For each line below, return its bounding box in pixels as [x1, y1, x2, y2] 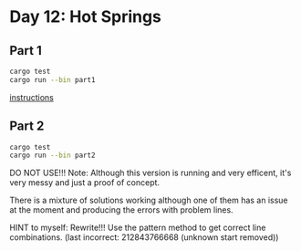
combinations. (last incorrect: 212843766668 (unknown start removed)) [9, 232, 279, 243]
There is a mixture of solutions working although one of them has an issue [9, 194, 289, 206]
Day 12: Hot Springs [9, 6, 162, 27]
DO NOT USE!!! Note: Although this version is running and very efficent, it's [9, 167, 292, 179]
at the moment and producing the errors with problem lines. [9, 204, 234, 215]
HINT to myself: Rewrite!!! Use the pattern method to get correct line [9, 222, 266, 234]
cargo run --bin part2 [9, 151, 96, 161]
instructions [9, 91, 55, 102]
